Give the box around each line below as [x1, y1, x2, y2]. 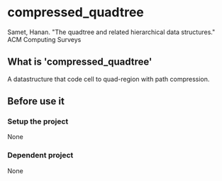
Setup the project [7, 116, 69, 126]
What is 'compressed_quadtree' [7, 56, 152, 68]
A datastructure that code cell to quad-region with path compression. [7, 75, 210, 83]
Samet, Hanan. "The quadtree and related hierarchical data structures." [7, 28, 216, 36]
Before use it [7, 95, 65, 107]
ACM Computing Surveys [7, 35, 82, 43]
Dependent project [7, 150, 74, 160]
